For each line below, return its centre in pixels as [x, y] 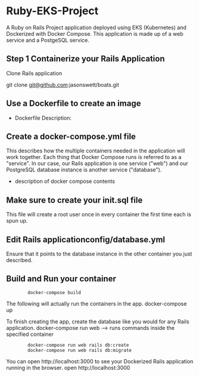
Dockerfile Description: [43, 118]
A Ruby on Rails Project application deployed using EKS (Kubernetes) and [96, 27]
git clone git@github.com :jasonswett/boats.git [63, 85]
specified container [30, 334]
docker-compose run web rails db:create [78, 345]
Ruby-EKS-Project [52, 11]
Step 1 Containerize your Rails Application [85, 59]
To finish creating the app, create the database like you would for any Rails [98, 321]
